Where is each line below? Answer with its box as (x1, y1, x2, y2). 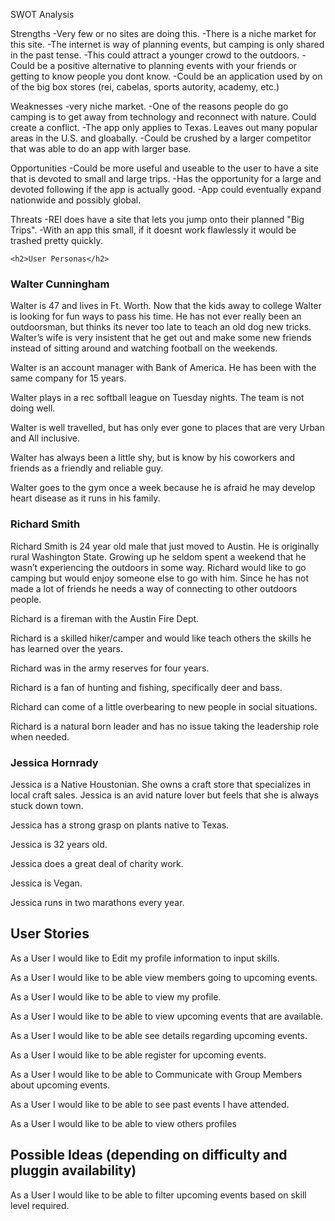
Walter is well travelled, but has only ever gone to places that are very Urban (10, 422, 326, 434)
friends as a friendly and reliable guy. (10, 462, 164, 474)
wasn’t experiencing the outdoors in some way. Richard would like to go (10, 561, 307, 573)
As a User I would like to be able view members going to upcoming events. (10, 971, 318, 983)
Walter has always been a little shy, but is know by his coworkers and (10, 452, 296, 464)
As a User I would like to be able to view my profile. (10, 990, 222, 1003)
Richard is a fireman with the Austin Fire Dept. (10, 612, 200, 624)
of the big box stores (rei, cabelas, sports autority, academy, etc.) (10, 81, 280, 93)
